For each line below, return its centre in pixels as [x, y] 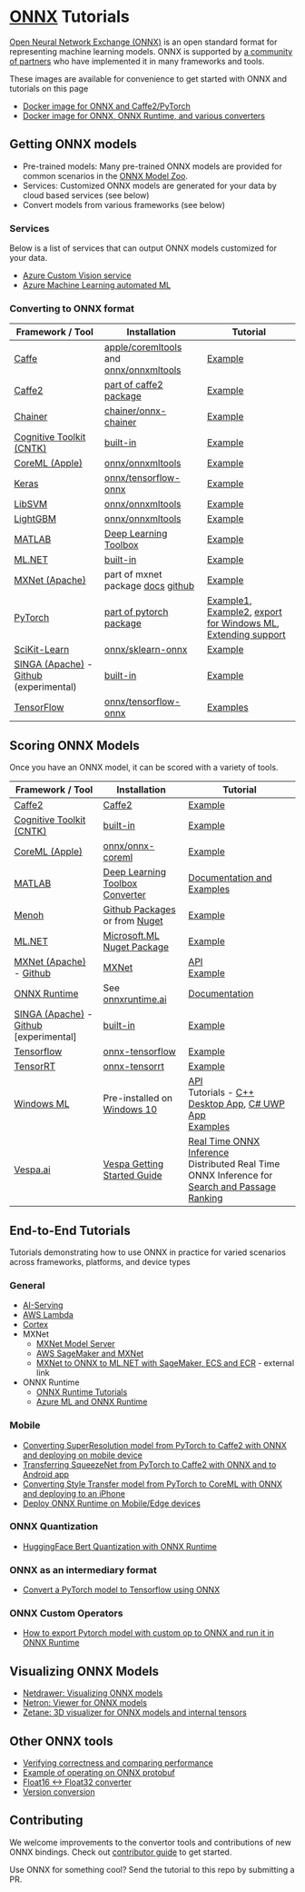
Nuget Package [136, 947]
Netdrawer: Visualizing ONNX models [93, 1693]
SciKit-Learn [42, 650]
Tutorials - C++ [221, 1092]
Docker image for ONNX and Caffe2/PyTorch [106, 105]
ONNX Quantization [54, 1527]
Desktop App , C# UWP [237, 1104]
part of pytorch [136, 612]
